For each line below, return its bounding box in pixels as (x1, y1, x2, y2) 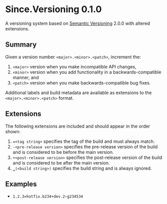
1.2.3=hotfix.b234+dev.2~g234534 (12, 194, 83, 199)
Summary (5, 40, 37, 49)
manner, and (12, 74, 39, 80)
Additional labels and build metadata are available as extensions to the (5, 90, 152, 96)
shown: (5, 128, 21, 135)
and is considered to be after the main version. (12, 159, 110, 166)
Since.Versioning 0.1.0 (5, 4, 102, 15)
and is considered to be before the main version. (12, 149, 114, 155)
